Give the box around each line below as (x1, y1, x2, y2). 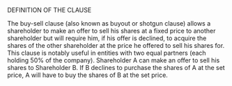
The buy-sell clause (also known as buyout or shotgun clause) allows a (7, 19, 211, 27)
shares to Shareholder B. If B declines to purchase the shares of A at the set (7, 64, 225, 71)
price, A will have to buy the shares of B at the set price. (7, 71, 169, 79)
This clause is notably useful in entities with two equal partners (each (7, 49, 207, 57)
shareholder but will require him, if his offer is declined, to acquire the (7, 34, 207, 42)
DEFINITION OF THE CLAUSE (7, 6, 92, 14)
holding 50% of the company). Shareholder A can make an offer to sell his (7, 56, 220, 64)
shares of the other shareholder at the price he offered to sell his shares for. (7, 42, 225, 49)
